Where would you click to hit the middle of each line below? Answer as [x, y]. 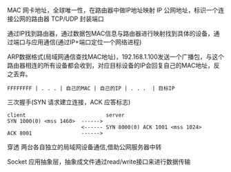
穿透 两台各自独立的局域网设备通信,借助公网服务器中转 [84, 147]
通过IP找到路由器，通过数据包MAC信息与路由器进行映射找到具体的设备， [110, 34]
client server [66, 115]
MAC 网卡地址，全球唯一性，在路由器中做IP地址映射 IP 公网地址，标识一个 [113, 10]
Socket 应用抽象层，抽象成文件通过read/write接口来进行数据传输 [99, 162]
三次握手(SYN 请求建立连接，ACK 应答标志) [69, 102]
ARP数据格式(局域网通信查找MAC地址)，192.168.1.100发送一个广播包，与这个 [116, 57]
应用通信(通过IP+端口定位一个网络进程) [86, 42]
